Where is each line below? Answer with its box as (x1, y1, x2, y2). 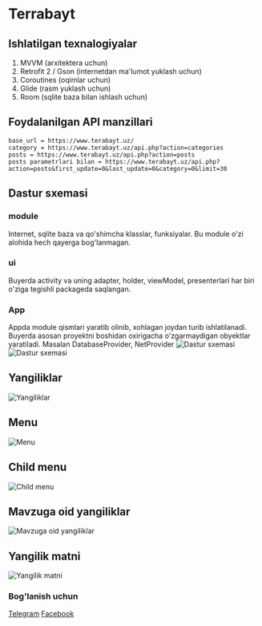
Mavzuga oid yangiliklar (8, 505, 131, 518)
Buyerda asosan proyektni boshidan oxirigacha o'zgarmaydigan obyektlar (8, 331, 251, 341)
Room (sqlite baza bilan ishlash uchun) (19, 92, 148, 101)
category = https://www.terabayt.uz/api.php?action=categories (8, 144, 224, 152)
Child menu (8, 461, 67, 474)
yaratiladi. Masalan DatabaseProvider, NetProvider (8, 339, 175, 349)
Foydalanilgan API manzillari (8, 116, 153, 129)
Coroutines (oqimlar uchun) (19, 75, 111, 84)
